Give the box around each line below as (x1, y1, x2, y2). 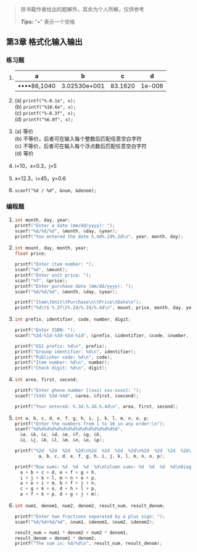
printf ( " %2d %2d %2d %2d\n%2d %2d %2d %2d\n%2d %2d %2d (14, 448, 176, 454)
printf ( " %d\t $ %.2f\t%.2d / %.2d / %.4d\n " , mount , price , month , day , (14, 305, 184, 311)
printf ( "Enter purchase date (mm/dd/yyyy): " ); (14, 283, 133, 289)
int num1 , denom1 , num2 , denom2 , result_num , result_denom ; (14, 503, 165, 509)
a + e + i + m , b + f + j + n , (20, 480, 97, 486)
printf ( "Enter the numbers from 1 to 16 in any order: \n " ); (14, 421, 165, 427)
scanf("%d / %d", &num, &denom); (14, 188, 97, 194)
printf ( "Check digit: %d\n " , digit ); (14, 365, 108, 371)
